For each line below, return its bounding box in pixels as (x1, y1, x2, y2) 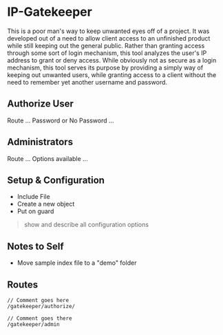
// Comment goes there (7, 315, 72, 322)
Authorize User (7, 98, 74, 110)
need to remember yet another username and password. (7, 78, 167, 86)
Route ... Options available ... (7, 154, 88, 162)
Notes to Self (7, 240, 64, 252)
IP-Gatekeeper (7, 4, 93, 20)
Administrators (7, 136, 74, 148)
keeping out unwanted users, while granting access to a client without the (7, 70, 217, 79)
